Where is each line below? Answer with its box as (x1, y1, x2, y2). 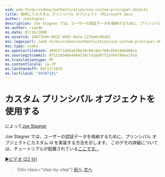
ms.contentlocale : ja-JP (5, 62, 56, 67)
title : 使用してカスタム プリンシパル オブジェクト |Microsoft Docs (5, 12, 134, 17)
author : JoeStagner (5, 16, 45, 21)
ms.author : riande (5, 25, 43, 30)
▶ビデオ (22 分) (5, 156, 37, 162)
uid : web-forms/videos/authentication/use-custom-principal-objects (5, 7, 148, 12)
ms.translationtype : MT (5, 57, 54, 62)
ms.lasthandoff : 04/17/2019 (5, 67, 63, 72)
